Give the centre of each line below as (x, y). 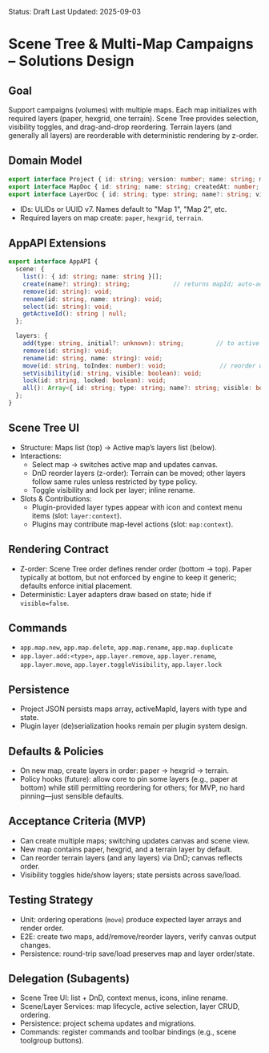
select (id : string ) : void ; (68, 307)
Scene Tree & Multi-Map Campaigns (131, 44)
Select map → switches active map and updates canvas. (125, 464)
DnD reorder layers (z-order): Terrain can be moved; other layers (139, 473)
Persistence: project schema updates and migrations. (108, 1023)
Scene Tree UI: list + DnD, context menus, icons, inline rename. (124, 998)
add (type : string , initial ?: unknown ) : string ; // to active (141, 344)
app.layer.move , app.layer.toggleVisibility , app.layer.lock (121, 665)
